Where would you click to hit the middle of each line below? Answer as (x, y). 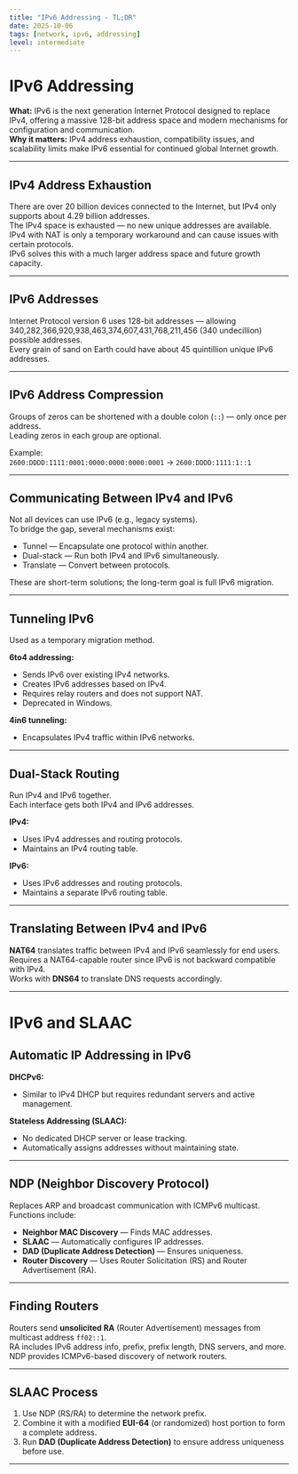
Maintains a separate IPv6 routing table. (95, 893)
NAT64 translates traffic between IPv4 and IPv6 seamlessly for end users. (145, 950)
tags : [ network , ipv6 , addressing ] (75, 34)
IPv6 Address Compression (86, 395)
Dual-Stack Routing (64, 773)
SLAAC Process (54, 1392)
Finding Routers (54, 1306)
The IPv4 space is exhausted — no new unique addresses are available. (141, 225)
